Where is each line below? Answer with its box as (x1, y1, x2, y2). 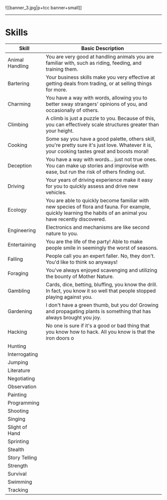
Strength (7, 462, 28, 469)
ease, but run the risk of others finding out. (45, 168, 146, 175)
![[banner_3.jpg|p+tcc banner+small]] (5, 5, 82, 10)
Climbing (7, 121, 29, 128)
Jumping (7, 359, 28, 366)
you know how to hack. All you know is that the (45, 328, 155, 335)
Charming (7, 100, 31, 107)
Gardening (7, 308, 32, 315)
